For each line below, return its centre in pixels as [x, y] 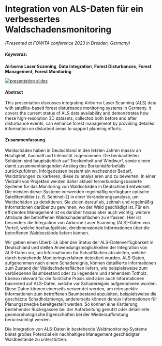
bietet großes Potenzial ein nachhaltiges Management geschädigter [73, 334]
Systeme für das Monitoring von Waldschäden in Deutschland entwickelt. [78, 187]
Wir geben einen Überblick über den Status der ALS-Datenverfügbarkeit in [79, 242]
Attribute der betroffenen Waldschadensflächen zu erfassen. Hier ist [73, 217]
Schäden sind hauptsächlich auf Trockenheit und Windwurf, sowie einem [78, 161]
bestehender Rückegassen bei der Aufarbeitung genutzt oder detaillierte [77, 310]
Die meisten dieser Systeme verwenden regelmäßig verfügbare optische [77, 192]
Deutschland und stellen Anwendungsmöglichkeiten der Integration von [76, 247]
